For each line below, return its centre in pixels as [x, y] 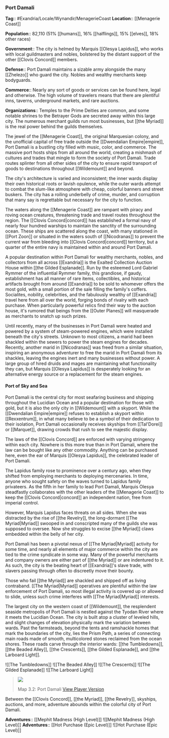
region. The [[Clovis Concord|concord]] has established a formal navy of [81, 220]
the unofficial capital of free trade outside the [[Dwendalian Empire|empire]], [84, 142]
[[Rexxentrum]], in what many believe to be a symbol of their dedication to [82, 419]
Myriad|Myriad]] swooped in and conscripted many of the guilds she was [81, 523]
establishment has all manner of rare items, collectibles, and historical [78, 279]
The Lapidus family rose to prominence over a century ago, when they [78, 470]
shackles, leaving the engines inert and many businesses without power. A [83, 358]
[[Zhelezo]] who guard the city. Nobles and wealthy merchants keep [76, 75]
